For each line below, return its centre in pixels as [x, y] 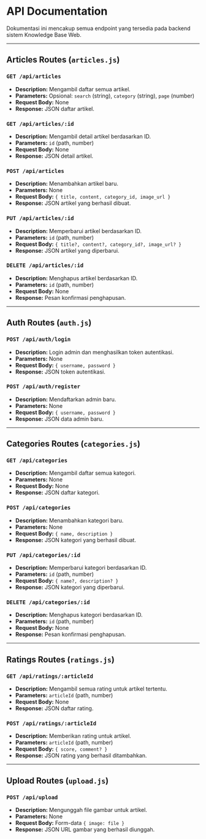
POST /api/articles [35, 171]
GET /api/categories [37, 461]
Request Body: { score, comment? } [61, 749]
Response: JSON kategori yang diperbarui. [70, 588]
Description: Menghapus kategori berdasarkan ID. [79, 615]
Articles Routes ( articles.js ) [63, 60]
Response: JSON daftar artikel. [55, 109]
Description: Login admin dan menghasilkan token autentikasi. [94, 352]
